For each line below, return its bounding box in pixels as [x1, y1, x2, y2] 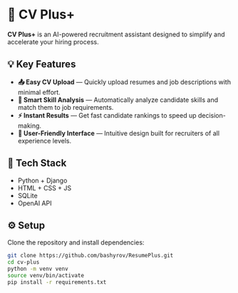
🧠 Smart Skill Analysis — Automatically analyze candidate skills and [17, 96, 219, 104]
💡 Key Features [7, 58, 76, 71]
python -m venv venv [7, 265, 69, 273]
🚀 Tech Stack [7, 157, 67, 170]
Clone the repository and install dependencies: [7, 238, 145, 247]
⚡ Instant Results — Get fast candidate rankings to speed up [17, 110, 197, 120]
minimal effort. [17, 88, 61, 96]
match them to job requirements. [17, 103, 114, 111]
